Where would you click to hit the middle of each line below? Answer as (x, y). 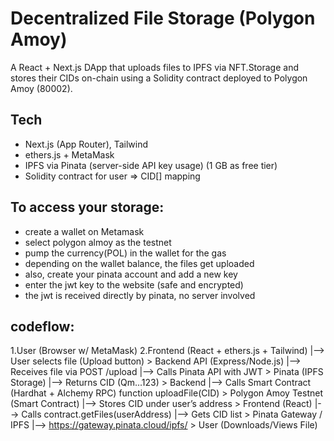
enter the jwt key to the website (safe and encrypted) (134, 284)
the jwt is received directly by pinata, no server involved (140, 295)
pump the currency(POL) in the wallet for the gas (125, 253)
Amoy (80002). (41, 88)
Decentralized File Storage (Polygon (163, 18)
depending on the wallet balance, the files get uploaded (139, 263)
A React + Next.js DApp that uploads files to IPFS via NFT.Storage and (154, 67)
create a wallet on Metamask (84, 231)
